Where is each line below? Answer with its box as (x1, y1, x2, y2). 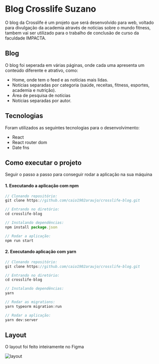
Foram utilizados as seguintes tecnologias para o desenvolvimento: (5, 124, 140, 130)
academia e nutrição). (12, 87, 56, 93)
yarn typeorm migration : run (5, 304, 62, 309)
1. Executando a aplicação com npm (5, 182, 79, 188)
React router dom (12, 139, 48, 145)
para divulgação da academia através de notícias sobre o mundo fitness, (5, 24, 151, 30)
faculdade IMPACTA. (5, 35, 46, 41)
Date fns (12, 144, 30, 150)
